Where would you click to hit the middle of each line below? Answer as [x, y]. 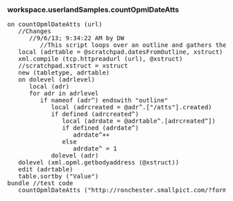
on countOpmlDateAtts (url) [55, 25]
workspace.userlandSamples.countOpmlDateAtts [93, 10]
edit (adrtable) [46, 170]
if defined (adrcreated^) [95, 114]
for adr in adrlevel [64, 94]
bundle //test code [40, 183]
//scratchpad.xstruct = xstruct [73, 66]
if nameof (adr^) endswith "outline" [104, 100]
